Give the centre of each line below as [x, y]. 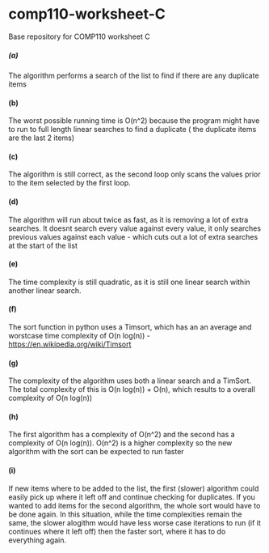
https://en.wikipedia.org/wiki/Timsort [70, 344]
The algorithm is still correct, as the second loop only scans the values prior [134, 174]
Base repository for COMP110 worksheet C [80, 36]
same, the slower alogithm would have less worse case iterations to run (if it [134, 522]
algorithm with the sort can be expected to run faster [96, 452]
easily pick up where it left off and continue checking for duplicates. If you [132, 497]
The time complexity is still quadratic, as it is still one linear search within [129, 282]
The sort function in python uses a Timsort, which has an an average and [130, 327]
